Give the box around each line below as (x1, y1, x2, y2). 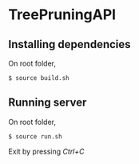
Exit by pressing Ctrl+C (8, 146, 85, 156)
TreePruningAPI (8, 6, 117, 24)
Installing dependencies (8, 38, 131, 51)
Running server (8, 96, 87, 110)
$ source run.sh (8, 132, 62, 141)
